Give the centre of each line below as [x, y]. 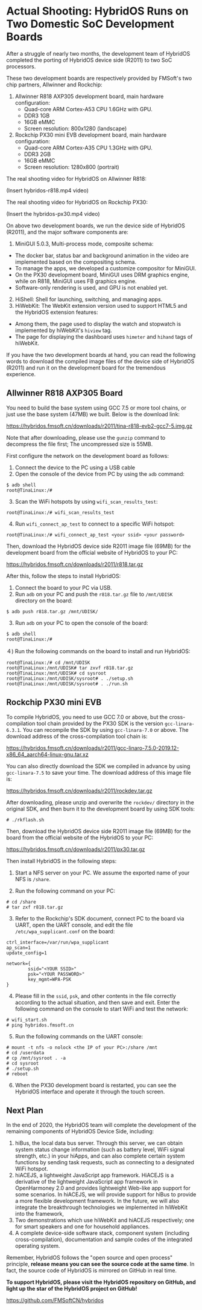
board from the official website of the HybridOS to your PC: [80, 837]
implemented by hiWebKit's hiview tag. [64, 330]
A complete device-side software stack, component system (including [102, 1233]
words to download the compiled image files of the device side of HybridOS [100, 361]
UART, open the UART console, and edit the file [74, 925]
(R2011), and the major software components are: [67, 232]
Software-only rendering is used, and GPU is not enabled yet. [91, 287]
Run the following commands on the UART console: [79, 1036]
